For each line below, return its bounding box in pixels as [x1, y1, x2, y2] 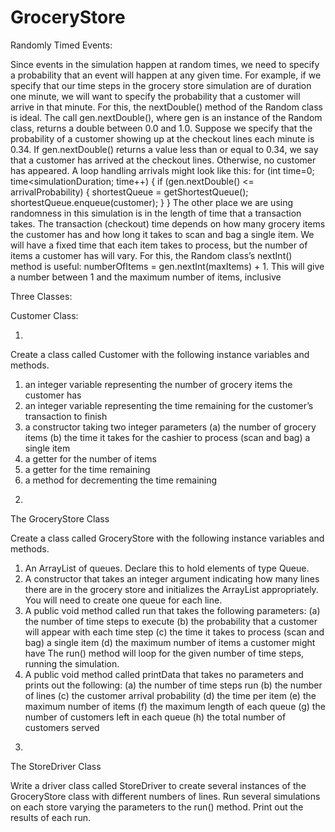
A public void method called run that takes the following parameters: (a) [24, 604, 321, 616]
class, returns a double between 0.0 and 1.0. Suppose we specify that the [10, 122, 313, 134]
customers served [24, 721, 100, 733]
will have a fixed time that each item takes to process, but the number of [10, 239, 308, 251]
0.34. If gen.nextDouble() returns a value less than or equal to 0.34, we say [10, 143, 319, 155]
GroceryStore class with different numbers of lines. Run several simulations [10, 790, 321, 802]
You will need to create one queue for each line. [24, 594, 223, 606]
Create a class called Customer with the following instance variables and [10, 348, 310, 360]
